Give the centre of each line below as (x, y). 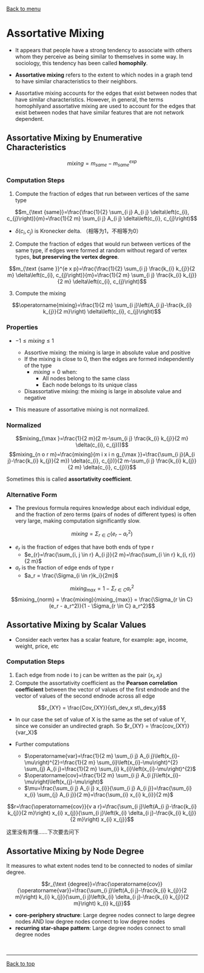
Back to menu (24, 9)
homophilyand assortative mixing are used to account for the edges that (105, 106)
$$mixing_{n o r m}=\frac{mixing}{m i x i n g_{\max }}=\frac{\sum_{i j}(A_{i (102, 454)
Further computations (42, 744)
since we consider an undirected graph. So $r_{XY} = (82, 726)
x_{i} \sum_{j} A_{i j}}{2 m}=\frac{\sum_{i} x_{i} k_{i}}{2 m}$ (99, 794)
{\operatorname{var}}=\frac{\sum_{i (62, 890)
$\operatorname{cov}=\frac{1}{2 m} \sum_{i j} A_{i (87, 775)
